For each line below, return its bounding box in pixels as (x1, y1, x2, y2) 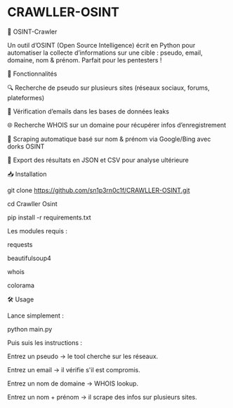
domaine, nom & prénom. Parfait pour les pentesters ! (7, 55, 162, 64)
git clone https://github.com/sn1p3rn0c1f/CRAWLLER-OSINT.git (7, 186, 191, 194)
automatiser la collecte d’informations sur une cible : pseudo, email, (7, 48, 203, 57)
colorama (7, 281, 35, 290)
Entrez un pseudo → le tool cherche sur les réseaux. (7, 352, 159, 360)
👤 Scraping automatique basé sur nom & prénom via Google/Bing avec (7, 135, 211, 143)
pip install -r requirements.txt (7, 213, 91, 222)
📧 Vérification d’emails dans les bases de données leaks (7, 107, 170, 116)
